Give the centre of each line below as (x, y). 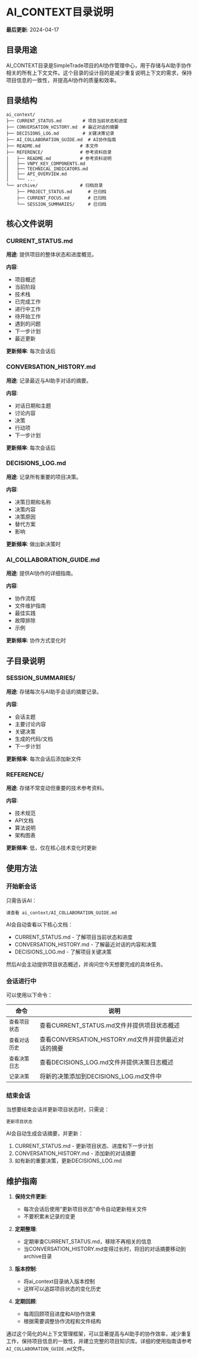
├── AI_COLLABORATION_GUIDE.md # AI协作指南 (61, 139)
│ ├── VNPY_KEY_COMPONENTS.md (46, 164)
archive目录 (37, 1256)
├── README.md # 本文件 (52, 146)
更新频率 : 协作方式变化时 (36, 641)
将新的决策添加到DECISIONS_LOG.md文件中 (100, 1076)
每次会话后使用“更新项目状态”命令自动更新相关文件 (85, 1209)
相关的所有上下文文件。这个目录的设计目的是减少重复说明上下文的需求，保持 (99, 73)
